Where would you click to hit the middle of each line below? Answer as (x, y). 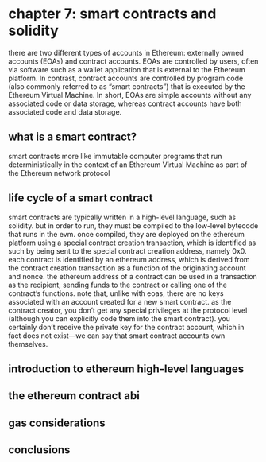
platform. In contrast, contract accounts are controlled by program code (126, 78)
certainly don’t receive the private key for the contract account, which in (126, 327)
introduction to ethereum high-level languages (126, 369)
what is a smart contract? (73, 137)
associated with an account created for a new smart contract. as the (120, 301)
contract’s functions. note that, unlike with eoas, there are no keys (116, 293)
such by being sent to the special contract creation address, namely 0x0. (128, 250)
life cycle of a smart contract (81, 198)
